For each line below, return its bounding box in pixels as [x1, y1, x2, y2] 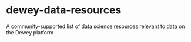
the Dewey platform [6, 29, 54, 36]
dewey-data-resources [6, 3, 122, 17]
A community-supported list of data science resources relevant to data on [6, 23, 185, 30]
